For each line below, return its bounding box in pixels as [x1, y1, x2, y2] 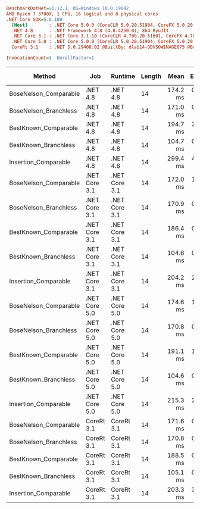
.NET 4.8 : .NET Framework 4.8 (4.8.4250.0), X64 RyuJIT [11, 27, 169, 33]
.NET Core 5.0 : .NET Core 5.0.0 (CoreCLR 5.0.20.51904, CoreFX [11, 39, 174, 45]
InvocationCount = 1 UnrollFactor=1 [6, 55, 95, 61]
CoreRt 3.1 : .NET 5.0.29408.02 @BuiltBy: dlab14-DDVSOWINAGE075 [11, 44, 185, 51]
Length [140, 72, 162, 80]
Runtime [111, 72, 136, 80]
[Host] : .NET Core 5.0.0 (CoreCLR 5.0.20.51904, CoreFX [11, 22, 174, 28]
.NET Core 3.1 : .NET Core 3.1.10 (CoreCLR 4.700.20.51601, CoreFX [11, 33, 183, 39]
